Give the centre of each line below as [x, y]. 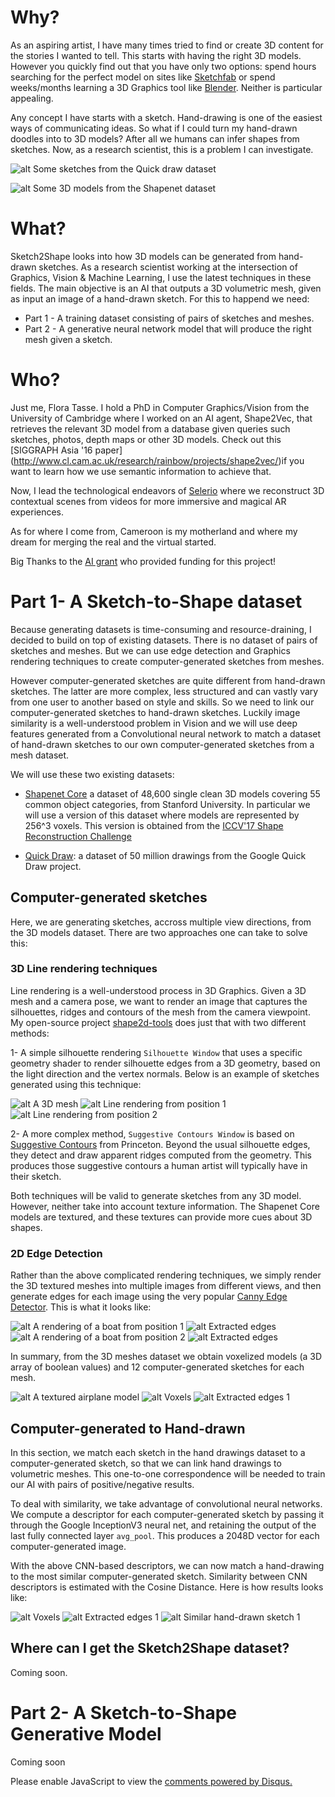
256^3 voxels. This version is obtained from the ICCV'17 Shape [154, 825]
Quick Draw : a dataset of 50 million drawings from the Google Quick [165, 855]
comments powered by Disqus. [228, 1781]
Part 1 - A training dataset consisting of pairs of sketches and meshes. [169, 318]
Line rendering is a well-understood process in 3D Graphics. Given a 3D [158, 990]
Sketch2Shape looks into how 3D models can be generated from [143, 256]
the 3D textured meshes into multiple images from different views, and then [166, 1286]
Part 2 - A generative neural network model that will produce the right [168, 328]
